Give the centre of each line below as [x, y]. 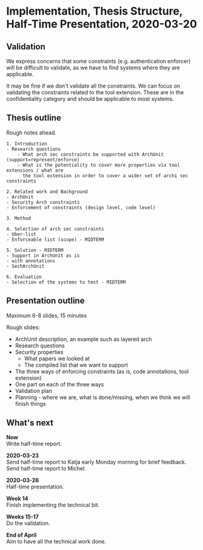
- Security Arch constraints [43, 202]
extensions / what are [35, 170]
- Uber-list [21, 234]
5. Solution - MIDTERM [35, 250]
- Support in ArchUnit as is [43, 256]
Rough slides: [23, 327]
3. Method [19, 218]
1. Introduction [27, 144]
